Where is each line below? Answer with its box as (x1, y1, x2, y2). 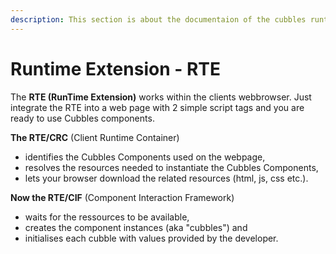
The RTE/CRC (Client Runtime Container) (10, 131, 180, 143)
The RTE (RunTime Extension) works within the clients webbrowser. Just (10, 91, 312, 103)
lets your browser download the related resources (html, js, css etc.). (24, 172, 309, 184)
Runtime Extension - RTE (10, 57, 222, 80)
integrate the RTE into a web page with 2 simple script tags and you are (10, 101, 305, 113)
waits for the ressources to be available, (24, 211, 190, 223)
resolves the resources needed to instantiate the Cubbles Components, (24, 161, 319, 173)
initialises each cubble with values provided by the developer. (24, 232, 279, 244)
